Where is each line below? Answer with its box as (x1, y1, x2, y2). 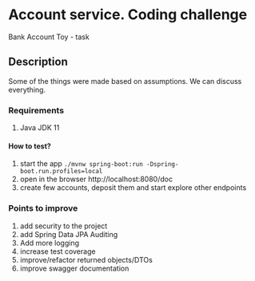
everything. (8, 85, 46, 94)
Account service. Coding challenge (8, 6, 248, 24)
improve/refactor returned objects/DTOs (19, 255, 153, 264)
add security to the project (19, 221, 108, 231)
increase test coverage (19, 246, 96, 256)
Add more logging (19, 238, 80, 247)
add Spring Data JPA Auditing (19, 229, 118, 239)
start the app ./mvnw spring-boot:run (19, 159, 144, 168)
